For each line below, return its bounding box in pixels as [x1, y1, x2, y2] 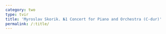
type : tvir [5, 12, 29, 17]
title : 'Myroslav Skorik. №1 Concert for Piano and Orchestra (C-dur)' [5, 16, 162, 21]
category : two [5, 7, 36, 12]
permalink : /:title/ [5, 21, 50, 26]
